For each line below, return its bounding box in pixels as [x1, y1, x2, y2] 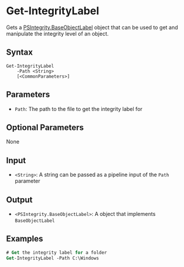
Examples [6, 234, 43, 244]
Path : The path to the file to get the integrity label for [14, 105, 143, 112]
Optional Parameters [6, 122, 84, 132]
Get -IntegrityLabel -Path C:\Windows [6, 255, 99, 261]
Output [6, 195, 33, 205]
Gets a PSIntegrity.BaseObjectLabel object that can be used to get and [6, 24, 179, 31]
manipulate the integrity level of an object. [6, 30, 109, 37]
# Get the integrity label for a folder [6, 249, 108, 256]
